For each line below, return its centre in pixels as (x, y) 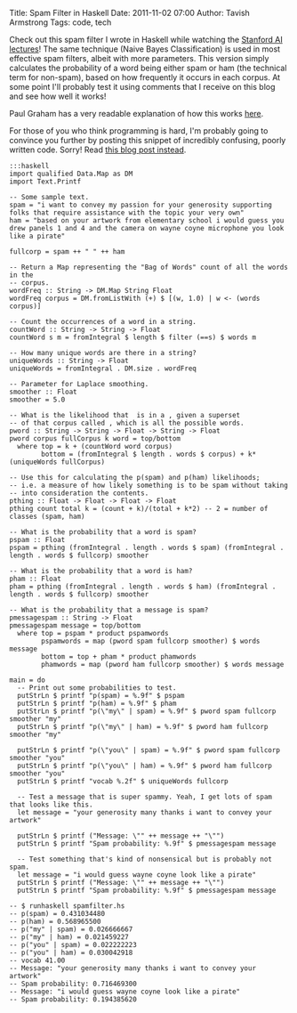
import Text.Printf (45, 182)
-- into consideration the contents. (79, 493)
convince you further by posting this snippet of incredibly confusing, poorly (148, 140)
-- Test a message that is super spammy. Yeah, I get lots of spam (145, 797)
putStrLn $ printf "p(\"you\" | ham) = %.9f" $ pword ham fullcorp (145, 766)
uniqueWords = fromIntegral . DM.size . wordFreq (103, 369)
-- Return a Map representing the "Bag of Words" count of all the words (149, 267)
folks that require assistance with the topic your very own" (127, 213)
